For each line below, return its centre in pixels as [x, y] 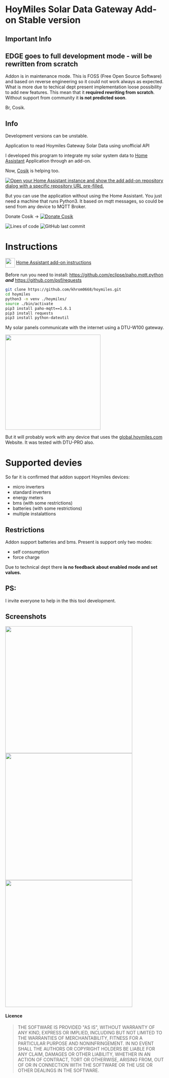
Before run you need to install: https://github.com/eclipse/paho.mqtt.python [84, 275]
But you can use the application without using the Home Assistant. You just [84, 196]
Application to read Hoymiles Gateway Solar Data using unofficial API [77, 146]
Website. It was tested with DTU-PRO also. [50, 442]
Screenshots [26, 617]
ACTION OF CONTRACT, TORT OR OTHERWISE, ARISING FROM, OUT [91, 1059]
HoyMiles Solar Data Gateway [69, 9]
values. [13, 573]
